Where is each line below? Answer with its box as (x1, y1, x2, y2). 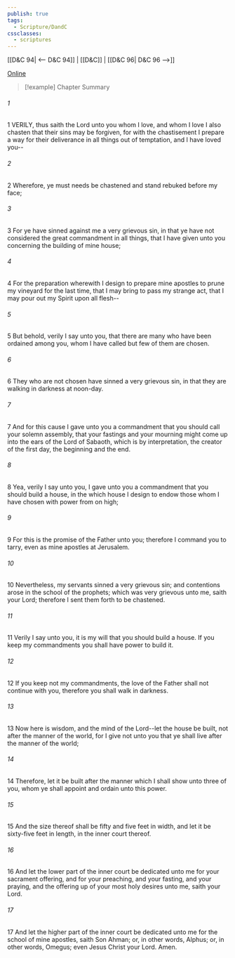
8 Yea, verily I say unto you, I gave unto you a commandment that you (7, 483, 209, 491)
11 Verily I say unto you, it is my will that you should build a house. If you (7, 634, 215, 642)
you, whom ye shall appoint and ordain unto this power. (7, 784, 167, 792)
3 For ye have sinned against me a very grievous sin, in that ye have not (7, 226, 215, 235)
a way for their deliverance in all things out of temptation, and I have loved (7, 136, 222, 144)
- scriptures (13, 37, 52, 44)
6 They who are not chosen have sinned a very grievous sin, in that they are (7, 377, 227, 386)
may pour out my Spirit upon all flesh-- (7, 294, 119, 302)
